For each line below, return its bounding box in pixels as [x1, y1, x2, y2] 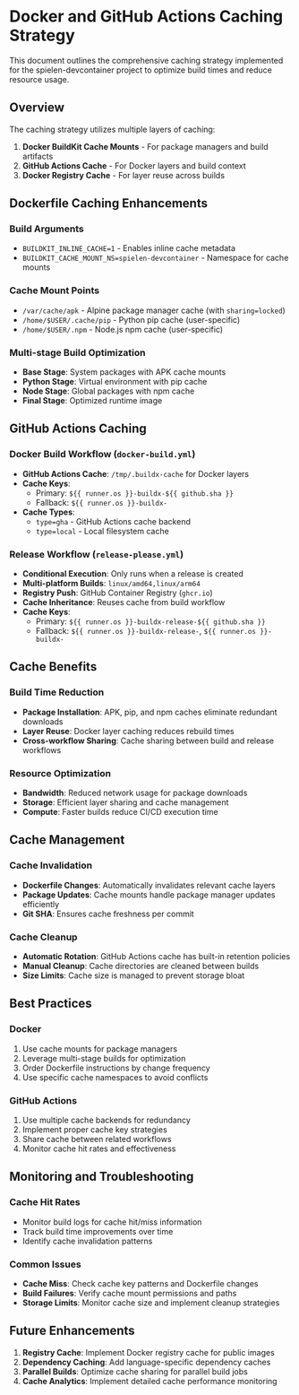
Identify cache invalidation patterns [21, 1235, 153, 1246]
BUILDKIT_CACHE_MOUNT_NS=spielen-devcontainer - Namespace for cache [21, 253, 289, 264]
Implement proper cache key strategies [21, 1123, 167, 1135]
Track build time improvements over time [21, 1226, 174, 1236]
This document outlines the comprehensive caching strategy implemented [9, 55, 284, 65]
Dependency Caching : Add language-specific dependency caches [21, 1356, 271, 1367]
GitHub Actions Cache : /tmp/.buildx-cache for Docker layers [21, 468, 249, 479]
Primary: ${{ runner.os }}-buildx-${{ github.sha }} [35, 487, 235, 498]
